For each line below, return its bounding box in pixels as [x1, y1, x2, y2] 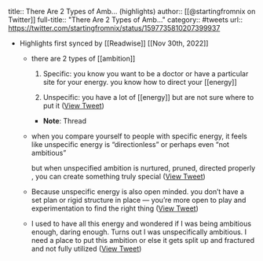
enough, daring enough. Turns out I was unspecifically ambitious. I [31, 227, 247, 237]
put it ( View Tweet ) [42, 101, 104, 110]
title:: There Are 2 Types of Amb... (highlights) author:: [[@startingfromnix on [8, 7, 256, 16]
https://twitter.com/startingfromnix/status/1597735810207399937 [8, 24, 221, 32]
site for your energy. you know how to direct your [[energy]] [42, 78, 237, 86]
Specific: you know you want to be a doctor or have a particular [42, 69, 249, 78]
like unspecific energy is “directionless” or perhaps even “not [31, 140, 230, 149]
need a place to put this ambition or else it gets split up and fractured [31, 236, 255, 244]
